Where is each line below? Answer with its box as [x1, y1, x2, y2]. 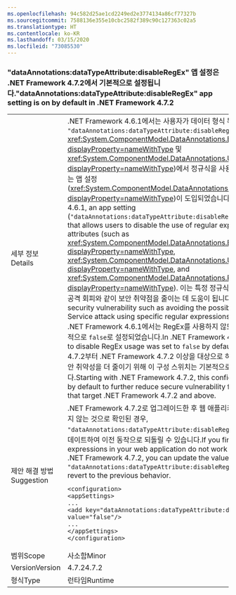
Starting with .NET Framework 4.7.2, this [76, 373, 210, 383]
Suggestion [11, 476, 49, 485]
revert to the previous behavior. [67, 471, 171, 480]
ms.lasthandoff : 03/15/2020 [7, 37, 90, 44]
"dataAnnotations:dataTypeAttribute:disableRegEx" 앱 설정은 [7, 67, 220, 77]
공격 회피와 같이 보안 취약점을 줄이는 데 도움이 [67, 294, 211, 303]
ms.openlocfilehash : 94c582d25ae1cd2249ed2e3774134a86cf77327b [7, 10, 197, 18]
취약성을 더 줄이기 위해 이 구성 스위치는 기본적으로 [76, 362, 232, 372]
